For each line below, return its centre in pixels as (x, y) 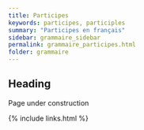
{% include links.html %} (48, 118)
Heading (30, 84)
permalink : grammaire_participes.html (72, 45)
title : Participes (38, 15)
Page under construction (49, 102)
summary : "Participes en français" (67, 30)
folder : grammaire (38, 52)
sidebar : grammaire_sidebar (55, 37)
